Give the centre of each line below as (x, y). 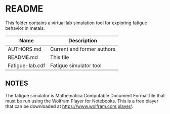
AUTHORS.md (25, 49)
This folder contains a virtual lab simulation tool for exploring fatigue (76, 23)
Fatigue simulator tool (76, 65)
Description (83, 40)
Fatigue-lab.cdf (27, 65)
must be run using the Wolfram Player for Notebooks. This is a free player (82, 101)
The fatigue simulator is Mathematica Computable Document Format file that (85, 95)
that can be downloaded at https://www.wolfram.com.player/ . (69, 106)
